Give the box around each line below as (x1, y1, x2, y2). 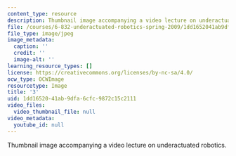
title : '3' (7, 89, 39, 96)
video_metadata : (7, 115, 55, 122)
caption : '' (13, 43, 49, 50)
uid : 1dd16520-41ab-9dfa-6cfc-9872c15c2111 (7, 96, 137, 103)
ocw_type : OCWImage (7, 75, 65, 83)
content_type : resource (7, 10, 77, 18)
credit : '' (13, 50, 46, 57)
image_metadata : (7, 37, 55, 44)
